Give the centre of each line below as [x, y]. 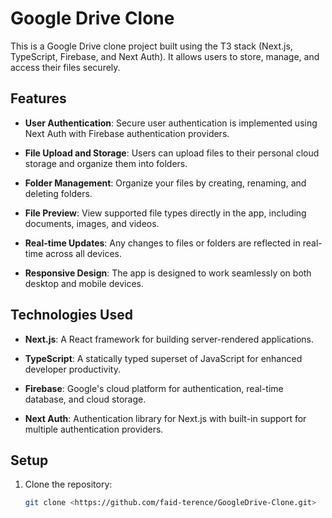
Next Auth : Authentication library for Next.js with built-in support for [165, 418]
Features [38, 98]
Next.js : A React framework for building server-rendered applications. [169, 339]
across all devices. [84, 253]
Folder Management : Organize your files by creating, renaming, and [165, 183]
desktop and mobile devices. [84, 283]
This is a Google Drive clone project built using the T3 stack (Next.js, [151, 46]
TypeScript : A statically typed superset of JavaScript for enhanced [163, 358]
